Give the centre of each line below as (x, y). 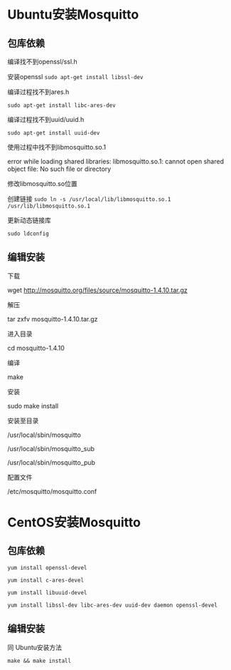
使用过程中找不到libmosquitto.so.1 (57, 147)
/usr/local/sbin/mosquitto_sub (51, 448)
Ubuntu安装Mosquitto (73, 15)
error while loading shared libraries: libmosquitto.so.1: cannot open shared (116, 161)
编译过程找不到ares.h (38, 92)
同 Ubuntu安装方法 (35, 647)
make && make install (39, 661)
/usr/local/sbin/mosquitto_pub (52, 462)
